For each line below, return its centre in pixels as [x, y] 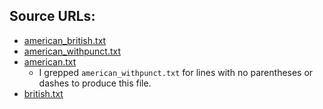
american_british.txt [65, 40]
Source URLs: [52, 16]
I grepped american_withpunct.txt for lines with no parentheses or [176, 72]
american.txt [50, 61]
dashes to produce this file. [95, 83]
